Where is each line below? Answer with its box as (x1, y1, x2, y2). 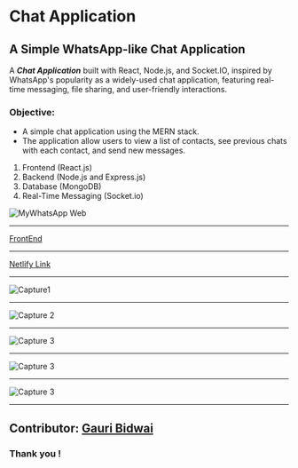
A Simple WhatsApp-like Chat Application (9, 42, 246, 57)
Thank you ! (9, 447, 62, 459)
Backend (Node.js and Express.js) (21, 171, 146, 183)
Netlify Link (9, 259, 51, 270)
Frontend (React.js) (21, 163, 93, 173)
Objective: (9, 106, 55, 118)
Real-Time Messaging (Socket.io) (21, 191, 144, 202)
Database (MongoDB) (21, 181, 102, 192)
